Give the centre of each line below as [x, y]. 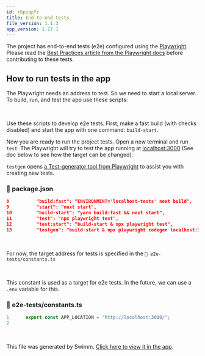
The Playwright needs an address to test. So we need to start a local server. [102, 93]
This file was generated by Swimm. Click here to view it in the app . [90, 346]
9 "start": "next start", [52, 207]
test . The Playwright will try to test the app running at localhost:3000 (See [100, 148]
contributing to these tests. [40, 59]
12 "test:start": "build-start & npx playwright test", [90, 224]
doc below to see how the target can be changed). [70, 155]
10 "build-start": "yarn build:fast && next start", [86, 213]
